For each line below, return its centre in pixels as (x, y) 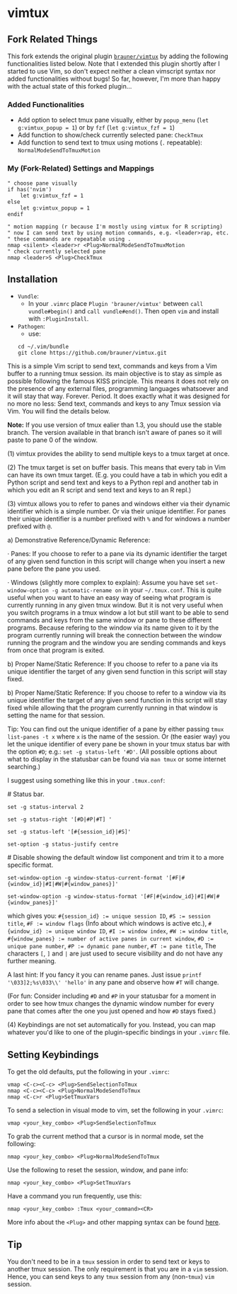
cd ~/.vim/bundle (43, 347)
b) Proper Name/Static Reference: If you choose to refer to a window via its (117, 693)
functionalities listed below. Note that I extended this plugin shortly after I (114, 64)
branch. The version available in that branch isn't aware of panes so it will (115, 433)
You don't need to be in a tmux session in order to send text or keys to (109, 1261)
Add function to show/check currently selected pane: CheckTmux (110, 135)
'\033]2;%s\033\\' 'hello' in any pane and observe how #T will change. (113, 982)
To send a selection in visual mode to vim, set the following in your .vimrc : (116, 1111)
